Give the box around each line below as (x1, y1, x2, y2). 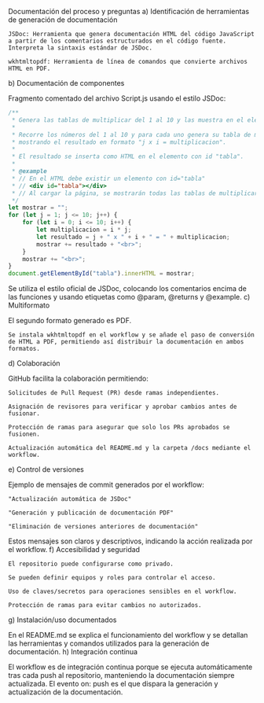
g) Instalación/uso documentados (8, 615, 117, 624)
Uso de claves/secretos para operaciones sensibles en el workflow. (8, 587, 237, 596)
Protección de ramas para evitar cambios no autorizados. (8, 602, 202, 609)
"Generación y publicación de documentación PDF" (8, 509, 174, 517)
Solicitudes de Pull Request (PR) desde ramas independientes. (8, 389, 220, 397)
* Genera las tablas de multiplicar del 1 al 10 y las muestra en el (11, 116, 244, 124)
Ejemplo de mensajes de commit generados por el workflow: (8, 480, 204, 490)
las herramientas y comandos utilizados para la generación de (8, 639, 210, 648)
